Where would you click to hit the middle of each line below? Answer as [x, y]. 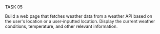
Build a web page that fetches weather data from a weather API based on [79, 16]
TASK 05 [14, 7]
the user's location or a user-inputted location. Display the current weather [80, 21]
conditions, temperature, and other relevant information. [61, 26]
